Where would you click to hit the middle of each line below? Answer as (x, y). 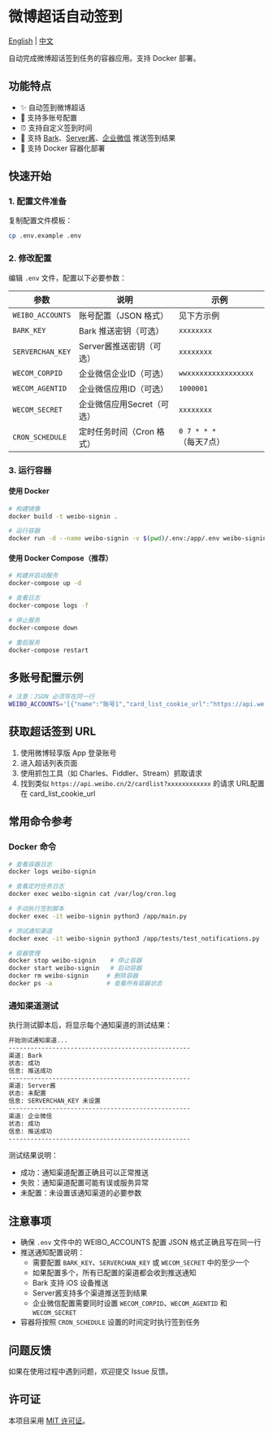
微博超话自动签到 (66, 17)
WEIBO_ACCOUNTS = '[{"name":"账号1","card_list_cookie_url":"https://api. (133, 705)
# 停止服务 (24, 620)
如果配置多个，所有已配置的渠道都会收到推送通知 (114, 1273)
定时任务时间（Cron (117, 431)
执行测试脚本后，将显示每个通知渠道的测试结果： (90, 1025)
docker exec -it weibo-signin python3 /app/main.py (97, 916)
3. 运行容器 (30, 470)
